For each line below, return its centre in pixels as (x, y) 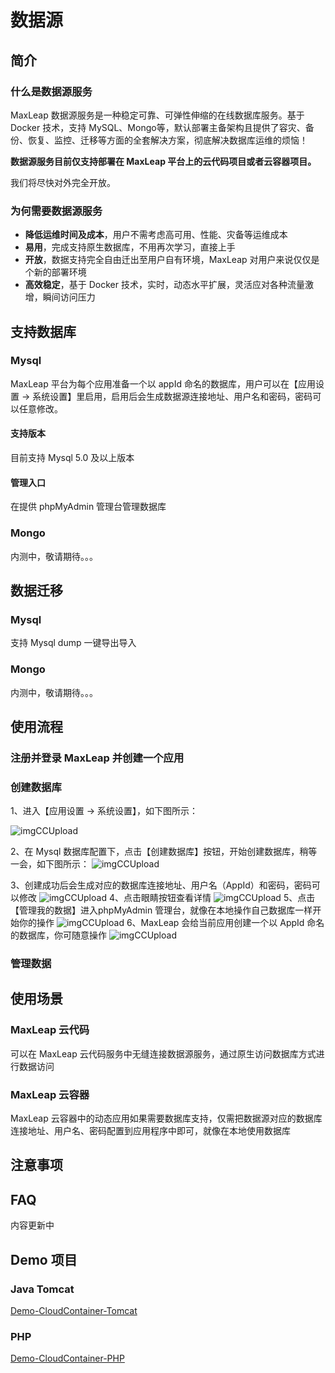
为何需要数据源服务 (56, 211)
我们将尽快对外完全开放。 (63, 182)
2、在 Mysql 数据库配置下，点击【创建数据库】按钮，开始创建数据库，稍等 (164, 852)
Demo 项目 (44, 1259)
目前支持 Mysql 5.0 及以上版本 (72, 458)
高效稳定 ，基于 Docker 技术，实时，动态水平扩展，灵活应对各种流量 (164, 285)
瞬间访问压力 (69, 297)
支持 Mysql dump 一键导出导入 (73, 643)
